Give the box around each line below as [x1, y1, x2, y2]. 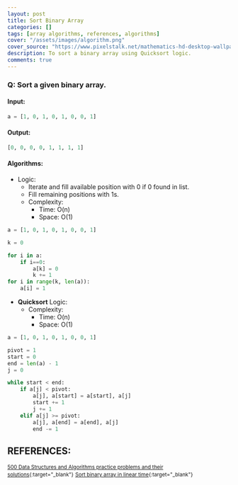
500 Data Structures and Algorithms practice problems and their [7, 464, 164, 471]
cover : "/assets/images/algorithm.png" [7, 37, 125, 44]
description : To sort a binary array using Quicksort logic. [7, 50, 192, 57]
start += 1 [33, 399, 65, 406]
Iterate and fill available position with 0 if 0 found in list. [28, 183, 190, 191]
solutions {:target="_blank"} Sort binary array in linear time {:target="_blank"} [7, 472, 193, 479]
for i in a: [7, 252, 42, 259]
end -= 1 [33, 426, 59, 433]
